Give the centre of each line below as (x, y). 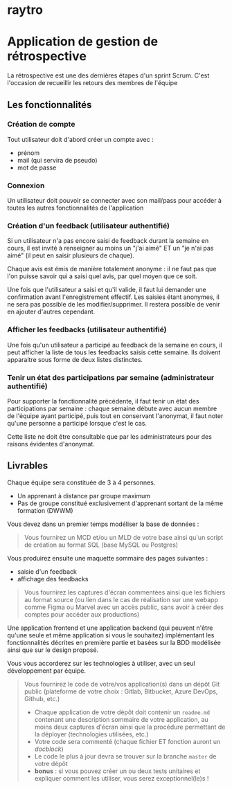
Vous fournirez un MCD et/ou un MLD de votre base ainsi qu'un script (124, 537)
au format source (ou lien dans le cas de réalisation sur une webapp (121, 599)
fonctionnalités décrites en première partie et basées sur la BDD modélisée (114, 642)
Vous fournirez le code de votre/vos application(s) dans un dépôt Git (122, 684)
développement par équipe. (47, 671)
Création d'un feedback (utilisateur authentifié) (88, 226)
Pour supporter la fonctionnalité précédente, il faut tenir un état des (103, 401)
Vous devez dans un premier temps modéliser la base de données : (103, 524)
